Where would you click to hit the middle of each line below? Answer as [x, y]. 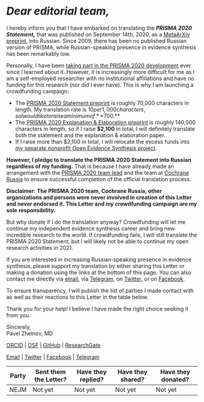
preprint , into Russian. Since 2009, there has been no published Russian [97, 41]
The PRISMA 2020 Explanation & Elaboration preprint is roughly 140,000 [105, 122]
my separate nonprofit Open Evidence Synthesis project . [86, 148]
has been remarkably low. [39, 53]
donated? [175, 379]
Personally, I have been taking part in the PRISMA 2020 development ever [99, 65]
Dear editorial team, [58, 11]
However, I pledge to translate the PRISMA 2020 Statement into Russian [99, 159]
